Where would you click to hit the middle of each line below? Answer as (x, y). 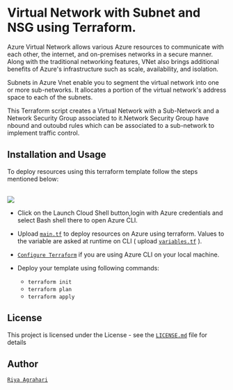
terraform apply (51, 297)
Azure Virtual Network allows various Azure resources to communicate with (116, 47)
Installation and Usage (57, 155)
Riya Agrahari (28, 380)
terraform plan (49, 289)
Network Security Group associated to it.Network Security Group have (108, 118)
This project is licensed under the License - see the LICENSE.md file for (107, 334)
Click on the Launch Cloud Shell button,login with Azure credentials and (120, 213)
